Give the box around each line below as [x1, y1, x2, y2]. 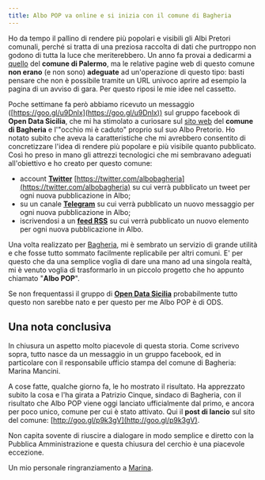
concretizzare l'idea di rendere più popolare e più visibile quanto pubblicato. [8, 141, 256, 151]
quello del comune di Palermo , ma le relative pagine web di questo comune [8, 59, 256, 68]
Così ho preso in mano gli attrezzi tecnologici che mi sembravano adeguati [8, 150, 252, 159]
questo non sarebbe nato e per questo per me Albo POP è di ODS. [8, 297, 224, 306]
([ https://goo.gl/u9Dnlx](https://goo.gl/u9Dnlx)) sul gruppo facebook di [8, 108, 240, 117]
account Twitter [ [19, 174, 78, 183]
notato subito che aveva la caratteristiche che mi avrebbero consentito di [8, 132, 247, 143]
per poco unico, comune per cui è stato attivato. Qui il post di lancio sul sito [8, 407, 256, 417]
